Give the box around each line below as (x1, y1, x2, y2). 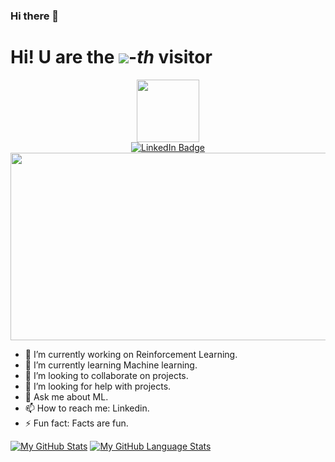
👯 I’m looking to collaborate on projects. (24, 369, 189, 381)
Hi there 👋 (10, 9, 60, 23)
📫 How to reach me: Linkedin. (24, 402, 150, 414)
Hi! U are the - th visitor (10, 46, 213, 69)
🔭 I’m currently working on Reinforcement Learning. (24, 348, 238, 360)
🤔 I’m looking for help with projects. (24, 380, 172, 392)
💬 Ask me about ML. (24, 390, 109, 403)
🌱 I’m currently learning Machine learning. (24, 359, 198, 371)
